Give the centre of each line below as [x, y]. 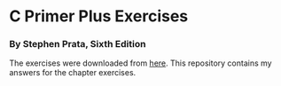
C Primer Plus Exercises [99, 16]
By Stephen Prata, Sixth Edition [78, 44]
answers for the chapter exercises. [73, 73]
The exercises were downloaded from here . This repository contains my [140, 63]
